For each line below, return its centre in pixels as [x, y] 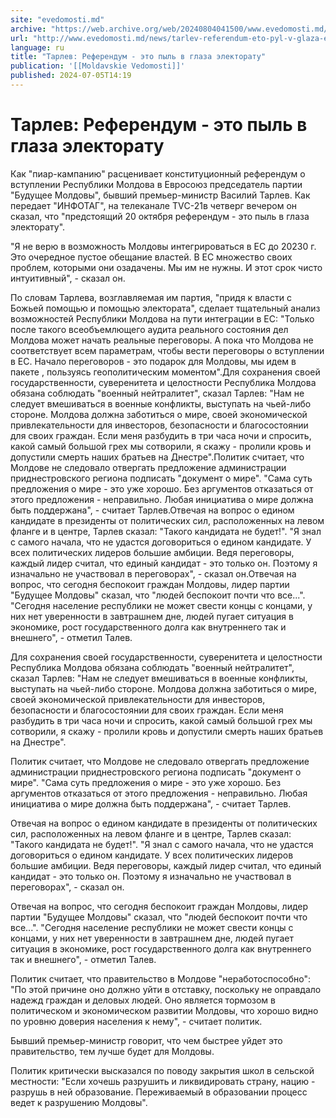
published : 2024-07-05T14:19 [71, 76]
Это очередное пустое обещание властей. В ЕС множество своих [151, 257]
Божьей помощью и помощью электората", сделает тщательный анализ [165, 308]
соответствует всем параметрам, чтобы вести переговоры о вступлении [167, 350]
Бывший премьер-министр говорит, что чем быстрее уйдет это [146, 1040]
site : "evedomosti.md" [57, 19]
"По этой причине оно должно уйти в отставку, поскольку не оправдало [166, 989]
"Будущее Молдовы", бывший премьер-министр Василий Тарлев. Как [160, 195]
